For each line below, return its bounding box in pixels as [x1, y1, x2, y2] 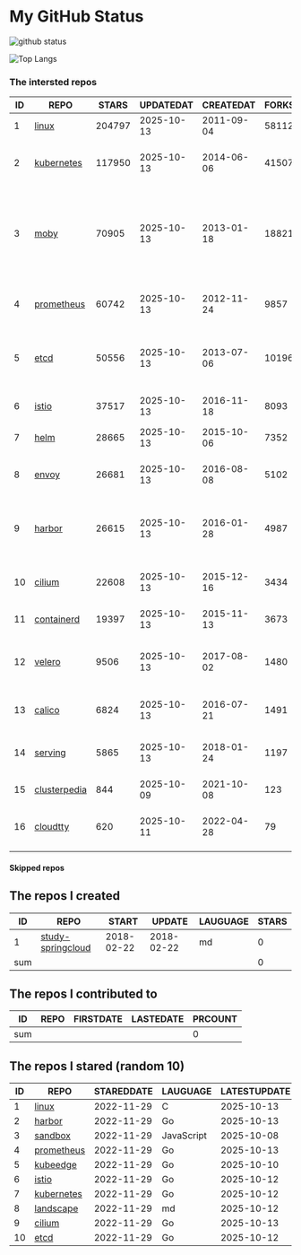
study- [39, 930, 71, 943]
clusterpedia [34, 783, 88, 796]
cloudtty [34, 821, 70, 833]
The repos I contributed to [9, 987, 159, 1002]
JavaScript [161, 1129, 208, 1142]
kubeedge [34, 1159, 78, 1172]
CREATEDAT [202, 99, 256, 111]
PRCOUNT [192, 1013, 238, 1025]
